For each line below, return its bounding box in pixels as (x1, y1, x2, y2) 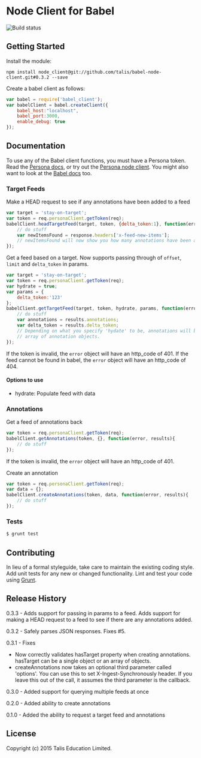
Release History (6, 594, 67, 604)
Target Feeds (6, 184, 45, 193)
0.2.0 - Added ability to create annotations (6, 699, 111, 706)
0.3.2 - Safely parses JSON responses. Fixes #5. (6, 627, 126, 634)
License (6, 729, 36, 739)
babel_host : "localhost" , (17, 107, 79, 113)
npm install (6, 69, 36, 75)
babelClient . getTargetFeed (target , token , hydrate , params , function (6, 305, 184, 311)
